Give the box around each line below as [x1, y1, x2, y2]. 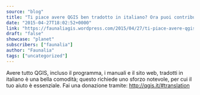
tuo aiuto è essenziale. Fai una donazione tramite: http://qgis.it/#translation [6, 81, 190, 89]
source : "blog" [6, 8, 44, 15]
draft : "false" [6, 31, 44, 37]
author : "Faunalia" [6, 47, 55, 53]
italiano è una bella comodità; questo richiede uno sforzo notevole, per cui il [6, 75, 192, 83]
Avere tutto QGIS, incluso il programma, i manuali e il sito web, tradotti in [6, 69, 183, 76]
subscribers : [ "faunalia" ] [6, 42, 73, 48]
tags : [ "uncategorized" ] [6, 53, 68, 59]
